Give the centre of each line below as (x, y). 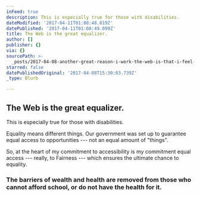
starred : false (25, 67)
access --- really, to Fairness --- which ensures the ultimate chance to (93, 158)
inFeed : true (22, 12)
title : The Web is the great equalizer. (57, 34)
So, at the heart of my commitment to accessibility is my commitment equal (99, 151)
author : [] (20, 39)
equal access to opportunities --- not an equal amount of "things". (87, 140)
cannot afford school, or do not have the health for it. (84, 187)
